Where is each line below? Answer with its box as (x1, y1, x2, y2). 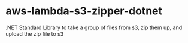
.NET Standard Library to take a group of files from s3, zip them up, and (5, 24, 183, 31)
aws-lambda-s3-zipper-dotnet (5, 4, 163, 18)
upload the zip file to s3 (5, 30, 64, 37)
